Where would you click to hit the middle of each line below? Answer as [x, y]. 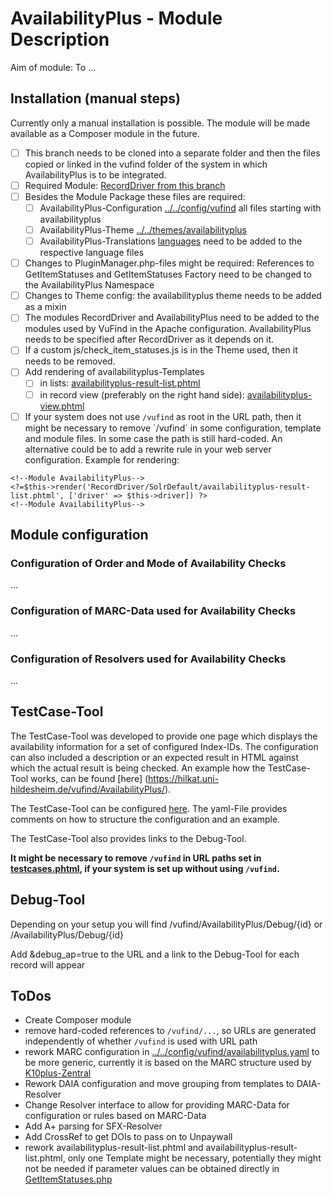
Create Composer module [78, 1020]
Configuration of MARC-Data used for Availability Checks [153, 611]
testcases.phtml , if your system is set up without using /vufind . [145, 868]
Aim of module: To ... [53, 67]
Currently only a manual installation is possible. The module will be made [160, 123]
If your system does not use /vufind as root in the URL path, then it [163, 416]
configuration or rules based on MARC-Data [115, 1116]
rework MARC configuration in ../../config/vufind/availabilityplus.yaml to [172, 1052]
